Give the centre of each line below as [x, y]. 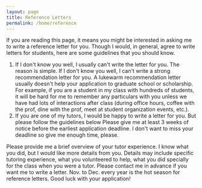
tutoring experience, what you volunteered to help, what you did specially [97, 160]
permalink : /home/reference [42, 23]
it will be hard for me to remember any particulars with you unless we [101, 96]
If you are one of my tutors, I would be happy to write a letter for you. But [106, 116]
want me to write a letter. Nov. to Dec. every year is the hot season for [93, 172]
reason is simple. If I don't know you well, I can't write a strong [93, 71]
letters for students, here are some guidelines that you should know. [91, 53]
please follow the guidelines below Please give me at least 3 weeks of [102, 122]
